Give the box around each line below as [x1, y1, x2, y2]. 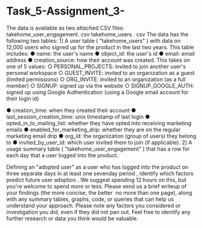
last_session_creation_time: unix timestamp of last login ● [6, 113, 150, 120]
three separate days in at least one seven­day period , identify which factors [6, 169, 194, 177]
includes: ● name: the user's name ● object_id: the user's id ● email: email [6, 50, 195, 57]
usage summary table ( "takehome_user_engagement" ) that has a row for [6, 145, 190, 152]
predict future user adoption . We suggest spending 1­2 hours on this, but [6, 176, 187, 183]
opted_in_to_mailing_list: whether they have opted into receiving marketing [6, 119, 192, 126]
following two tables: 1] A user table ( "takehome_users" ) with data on [6, 37, 181, 44]
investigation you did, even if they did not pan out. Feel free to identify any [6, 208, 191, 215]
